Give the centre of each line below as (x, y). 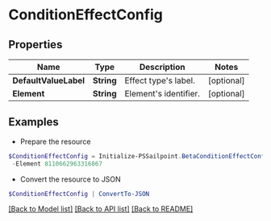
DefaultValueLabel (49, 80)
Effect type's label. (160, 80)
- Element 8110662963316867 (57, 164)
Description (162, 67)
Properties (35, 45)
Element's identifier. (162, 94)
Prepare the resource (55, 141)
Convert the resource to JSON (70, 179)
